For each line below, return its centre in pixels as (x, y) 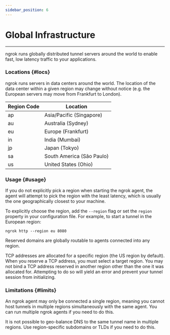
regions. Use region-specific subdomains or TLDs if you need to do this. (80, 327)
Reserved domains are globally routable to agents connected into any (78, 240)
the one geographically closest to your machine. (56, 201)
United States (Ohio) (69, 164)
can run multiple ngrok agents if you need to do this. (60, 312)
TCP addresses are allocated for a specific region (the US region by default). (85, 256)
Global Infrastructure (50, 35)
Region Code (24, 106)
